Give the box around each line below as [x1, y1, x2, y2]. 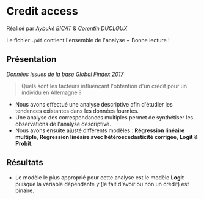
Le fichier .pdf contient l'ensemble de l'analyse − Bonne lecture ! [6, 36, 170, 43]
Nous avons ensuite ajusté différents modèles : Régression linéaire [15, 127, 185, 134]
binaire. [15, 187, 35, 194]
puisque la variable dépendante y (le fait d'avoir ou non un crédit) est [15, 180, 189, 187]
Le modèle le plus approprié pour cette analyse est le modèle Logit [15, 173, 184, 181]
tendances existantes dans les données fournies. [15, 107, 139, 115]
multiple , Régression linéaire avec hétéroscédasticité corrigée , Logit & [15, 133, 198, 140]
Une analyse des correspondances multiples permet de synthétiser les [15, 113, 194, 121]
